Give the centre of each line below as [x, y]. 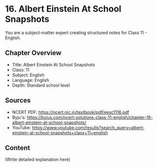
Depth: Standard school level [41, 85]
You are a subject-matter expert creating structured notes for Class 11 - [76, 32]
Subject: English [28, 75]
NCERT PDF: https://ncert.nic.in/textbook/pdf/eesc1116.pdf [71, 112]
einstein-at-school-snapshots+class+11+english [60, 133]
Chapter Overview [33, 53]
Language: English [31, 80]
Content [18, 148]
